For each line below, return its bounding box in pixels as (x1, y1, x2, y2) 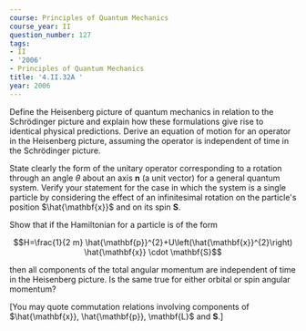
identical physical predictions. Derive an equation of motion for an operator (9, 125, 291, 137)
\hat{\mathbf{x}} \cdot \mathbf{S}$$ (83, 246, 223, 257)
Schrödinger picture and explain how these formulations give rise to (9, 116, 264, 127)
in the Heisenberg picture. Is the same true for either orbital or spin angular (9, 274, 291, 284)
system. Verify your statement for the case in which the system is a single (9, 181, 287, 192)
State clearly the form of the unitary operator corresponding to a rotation (9, 162, 282, 173)
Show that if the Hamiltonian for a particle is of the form (9, 219, 219, 230)
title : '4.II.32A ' (9, 73, 84, 82)
